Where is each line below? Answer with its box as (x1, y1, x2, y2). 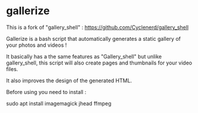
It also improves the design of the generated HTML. (6, 77, 132, 84)
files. (6, 65, 18, 72)
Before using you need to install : (6, 88, 87, 95)
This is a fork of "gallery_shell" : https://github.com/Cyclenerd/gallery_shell (6, 24, 189, 31)
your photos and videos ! (6, 41, 67, 49)
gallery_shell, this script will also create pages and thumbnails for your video (6, 59, 193, 66)
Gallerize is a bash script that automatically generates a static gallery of (6, 35, 181, 42)
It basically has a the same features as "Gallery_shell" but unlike (6, 53, 162, 60)
